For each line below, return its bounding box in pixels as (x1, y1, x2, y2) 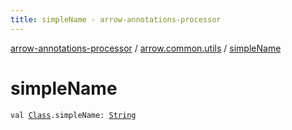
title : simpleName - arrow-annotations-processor (10, 14, 222, 25)
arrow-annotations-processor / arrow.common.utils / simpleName (10, 42, 282, 54)
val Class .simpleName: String (10, 110, 137, 120)
